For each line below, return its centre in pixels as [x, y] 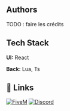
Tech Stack [28, 43]
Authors [22, 10]
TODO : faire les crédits [35, 24]
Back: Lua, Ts [23, 69]
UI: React [18, 57]
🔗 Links [20, 88]
